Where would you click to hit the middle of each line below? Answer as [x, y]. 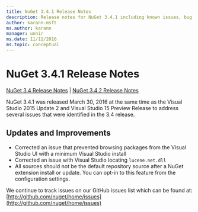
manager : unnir [25, 34]
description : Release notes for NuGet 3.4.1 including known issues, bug [99, 17]
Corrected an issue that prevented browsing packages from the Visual [100, 147]
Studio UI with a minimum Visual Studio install [70, 153]
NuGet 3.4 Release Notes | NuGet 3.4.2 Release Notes [73, 90]
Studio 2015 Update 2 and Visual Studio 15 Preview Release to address [92, 108]
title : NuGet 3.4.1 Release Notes [49, 12]
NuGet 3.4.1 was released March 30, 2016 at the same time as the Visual [94, 102]
